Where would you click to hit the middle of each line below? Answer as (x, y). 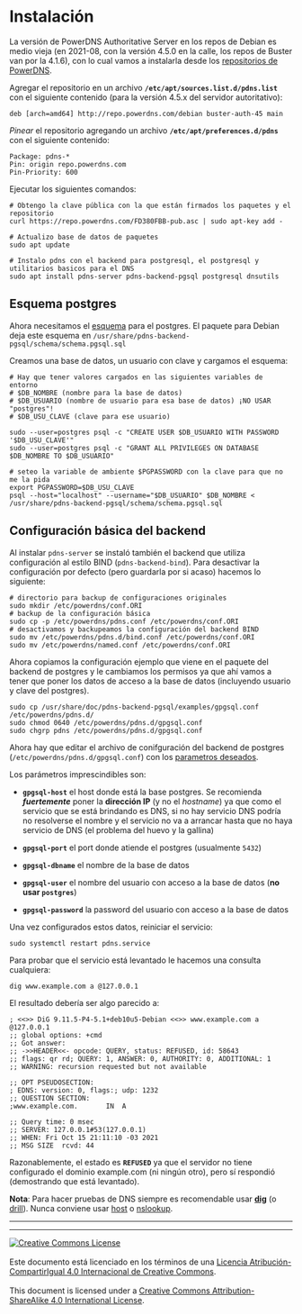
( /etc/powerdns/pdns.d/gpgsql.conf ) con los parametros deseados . (134, 757)
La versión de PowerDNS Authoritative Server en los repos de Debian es (143, 41)
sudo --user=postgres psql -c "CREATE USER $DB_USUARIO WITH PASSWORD (144, 432)
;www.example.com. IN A (68, 1106)
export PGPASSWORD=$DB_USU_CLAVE (72, 487)
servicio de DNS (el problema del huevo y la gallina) (118, 829)
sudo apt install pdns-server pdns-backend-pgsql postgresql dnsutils (144, 276)
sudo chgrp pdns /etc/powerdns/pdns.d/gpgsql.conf (106, 730)
